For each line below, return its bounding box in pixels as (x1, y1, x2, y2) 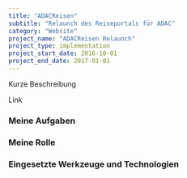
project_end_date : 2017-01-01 (8, 57, 111, 66)
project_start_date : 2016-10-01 (8, 49, 117, 57)
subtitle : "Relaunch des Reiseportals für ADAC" (8, 19, 176, 28)
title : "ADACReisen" (8, 11, 79, 20)
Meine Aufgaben (8, 115, 75, 126)
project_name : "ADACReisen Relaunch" (8, 34, 136, 43)
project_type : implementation (8, 42, 111, 50)
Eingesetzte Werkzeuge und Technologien (8, 159, 180, 170)
